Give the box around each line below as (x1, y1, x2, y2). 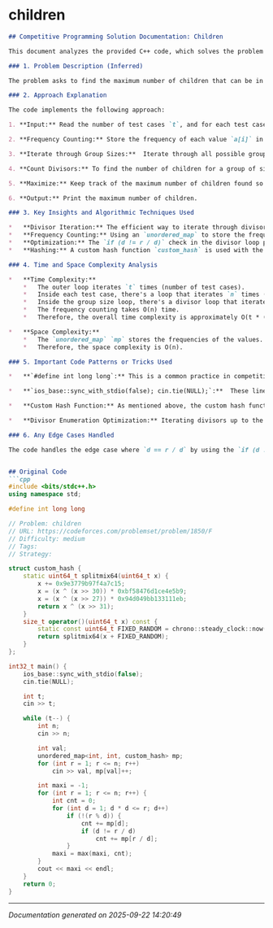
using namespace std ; (8, 490, 82, 499)
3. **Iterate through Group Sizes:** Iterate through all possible (8, 150, 245, 158)
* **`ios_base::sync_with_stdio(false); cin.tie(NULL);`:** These (8, 387, 249, 395)
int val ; (37, 744, 67, 752)
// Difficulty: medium (8, 534, 85, 542)
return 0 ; (23, 880, 57, 888)
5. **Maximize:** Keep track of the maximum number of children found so (8, 179, 264, 188)
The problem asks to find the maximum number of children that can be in (8, 76, 264, 85)
